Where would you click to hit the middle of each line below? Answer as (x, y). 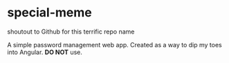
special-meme (49, 13)
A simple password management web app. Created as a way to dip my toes (115, 45)
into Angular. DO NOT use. (45, 52)
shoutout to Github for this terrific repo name (71, 32)
